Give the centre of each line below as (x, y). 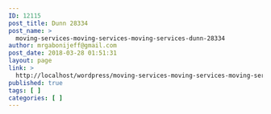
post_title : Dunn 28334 (48, 23)
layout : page (30, 61)
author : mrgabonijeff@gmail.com (63, 46)
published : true (35, 83)
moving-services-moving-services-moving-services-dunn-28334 (121, 38)
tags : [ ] (25, 90)
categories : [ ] (35, 98)
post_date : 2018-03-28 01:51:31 (63, 53)
